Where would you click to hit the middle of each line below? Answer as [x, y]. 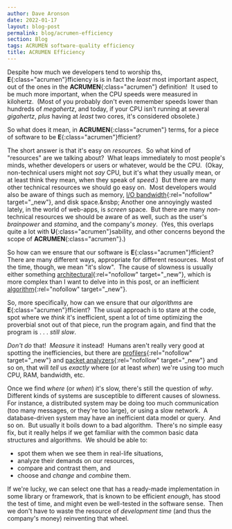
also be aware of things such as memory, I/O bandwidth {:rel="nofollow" [110, 194]
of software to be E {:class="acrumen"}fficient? [74, 137]
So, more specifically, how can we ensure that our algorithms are [100, 302]
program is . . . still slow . [42, 332]
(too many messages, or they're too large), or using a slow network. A [108, 410]
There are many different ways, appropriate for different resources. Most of [115, 259]
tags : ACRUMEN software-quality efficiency [71, 46]
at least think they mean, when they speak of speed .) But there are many [111, 180]
